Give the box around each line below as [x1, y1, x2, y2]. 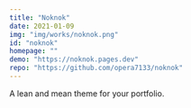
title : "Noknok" [9, 13, 70, 22]
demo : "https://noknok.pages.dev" [9, 55, 140, 64]
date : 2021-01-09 [9, 22, 75, 31]
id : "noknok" [9, 38, 59, 48]
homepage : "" [9, 47, 59, 56]
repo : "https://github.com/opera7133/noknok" [9, 64, 183, 73]
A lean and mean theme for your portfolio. [9, 87, 165, 99]
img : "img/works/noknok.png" [9, 30, 119, 39]
